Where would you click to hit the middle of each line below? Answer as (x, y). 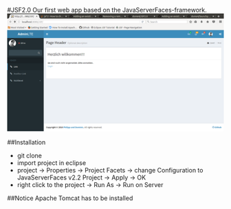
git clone (30, 156)
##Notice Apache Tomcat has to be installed (70, 198)
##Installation (26, 142)
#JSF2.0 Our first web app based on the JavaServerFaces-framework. (107, 10)
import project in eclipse (52, 163)
